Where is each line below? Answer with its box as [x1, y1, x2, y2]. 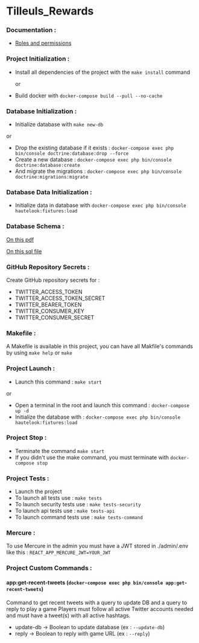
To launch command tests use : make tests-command [14, 514, 144, 521]
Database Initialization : [6, 107, 77, 116]
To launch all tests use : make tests [14, 494, 103, 501]
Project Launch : [6, 364, 55, 373]
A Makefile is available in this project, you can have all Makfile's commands [6, 343, 193, 350]
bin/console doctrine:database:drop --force [14, 151, 129, 157]
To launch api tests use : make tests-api [14, 507, 115, 515]
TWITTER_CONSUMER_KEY [14, 307, 84, 315]
